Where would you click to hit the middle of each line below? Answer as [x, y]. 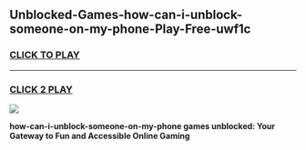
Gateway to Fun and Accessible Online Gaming [100, 135]
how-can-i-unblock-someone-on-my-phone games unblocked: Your [143, 125]
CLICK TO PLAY [45, 55]
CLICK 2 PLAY [41, 89]
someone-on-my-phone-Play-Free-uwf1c [130, 30]
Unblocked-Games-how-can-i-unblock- [126, 15]
